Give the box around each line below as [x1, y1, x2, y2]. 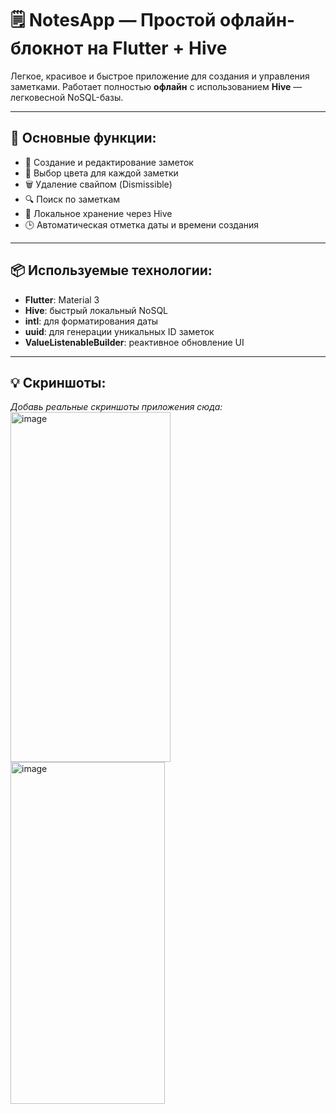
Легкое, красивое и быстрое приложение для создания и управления [10, 70, 310, 82]
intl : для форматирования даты [24, 315, 159, 327]
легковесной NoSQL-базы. [10, 91, 124, 103]
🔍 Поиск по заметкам [24, 193, 121, 205]
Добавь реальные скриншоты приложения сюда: [10, 401, 223, 413]
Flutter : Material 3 [24, 293, 100, 306]
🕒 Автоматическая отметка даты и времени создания [24, 218, 260, 231]
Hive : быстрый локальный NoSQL [24, 304, 169, 316]
